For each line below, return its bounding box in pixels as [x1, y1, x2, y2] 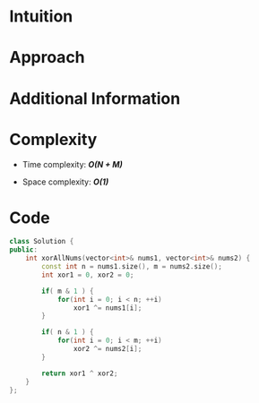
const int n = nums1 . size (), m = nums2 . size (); [41, 262, 222, 271]
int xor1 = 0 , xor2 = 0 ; [41, 270, 134, 279]
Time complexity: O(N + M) [22, 159, 123, 169]
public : [9, 245, 39, 254]
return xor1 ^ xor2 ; [41, 369, 118, 378]
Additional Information [9, 88, 181, 108]
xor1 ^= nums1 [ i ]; [73, 303, 142, 313]
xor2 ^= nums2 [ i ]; [73, 345, 142, 354]
